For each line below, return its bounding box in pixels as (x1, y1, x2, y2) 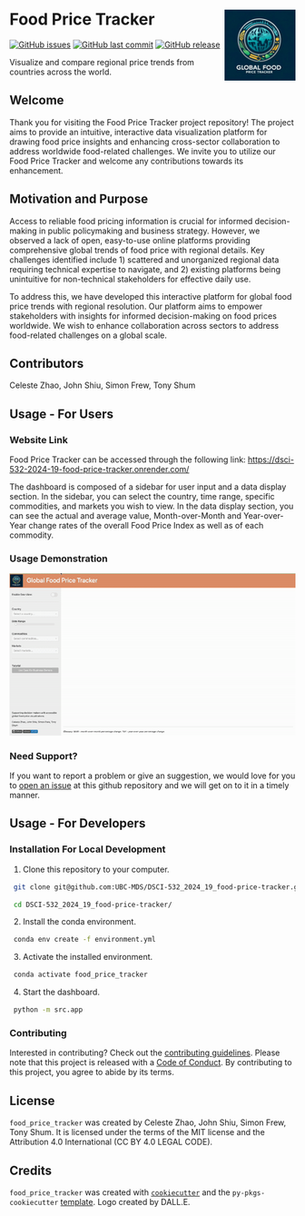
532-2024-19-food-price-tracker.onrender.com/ (9, 464, 190, 475)
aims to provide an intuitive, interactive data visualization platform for (9, 126, 268, 137)
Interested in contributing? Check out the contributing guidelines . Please (9, 1047, 280, 1058)
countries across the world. (9, 66, 112, 77)
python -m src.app (13, 1005, 84, 1014)
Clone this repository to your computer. (22, 864, 170, 875)
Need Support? (9, 749, 78, 762)
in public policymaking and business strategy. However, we (38, 225, 261, 236)
